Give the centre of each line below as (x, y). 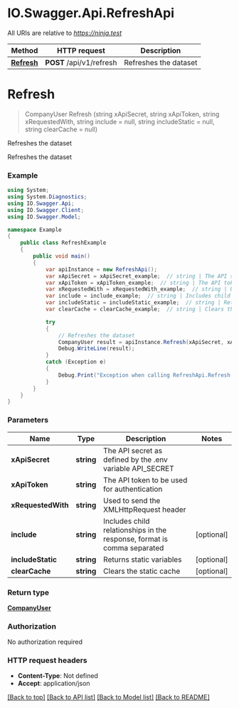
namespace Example (34, 230)
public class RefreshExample (63, 243)
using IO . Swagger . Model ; (44, 217)
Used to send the (132, 500)
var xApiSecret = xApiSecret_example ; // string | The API (136, 276)
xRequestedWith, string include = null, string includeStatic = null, (119, 121)
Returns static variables (142, 560)
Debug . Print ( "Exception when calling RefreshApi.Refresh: (146, 375)
